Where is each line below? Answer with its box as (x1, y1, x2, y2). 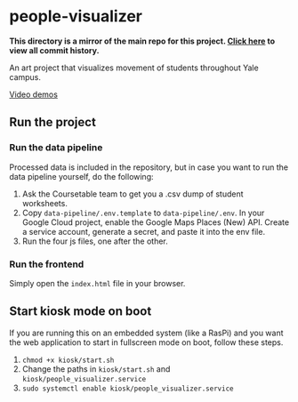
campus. (9, 71, 42, 82)
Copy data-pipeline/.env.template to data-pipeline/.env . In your (21, 207, 265, 218)
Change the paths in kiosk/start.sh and (21, 363, 171, 374)
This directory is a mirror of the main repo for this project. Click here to (9, 36, 276, 46)
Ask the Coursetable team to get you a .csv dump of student (21, 189, 244, 199)
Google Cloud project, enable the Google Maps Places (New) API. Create (21, 216, 290, 228)
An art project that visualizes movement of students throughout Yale (9, 62, 260, 73)
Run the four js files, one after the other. (21, 236, 169, 246)
